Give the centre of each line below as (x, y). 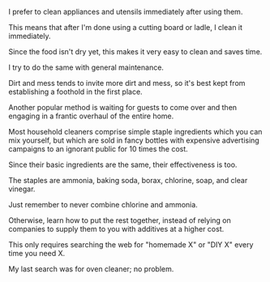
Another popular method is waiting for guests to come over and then (123, 107)
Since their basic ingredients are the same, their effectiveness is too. (123, 164)
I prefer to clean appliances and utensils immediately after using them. (126, 12)
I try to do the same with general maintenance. (86, 67)
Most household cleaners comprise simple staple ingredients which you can (135, 132)
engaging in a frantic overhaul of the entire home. (91, 116)
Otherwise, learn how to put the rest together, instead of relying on (120, 220)
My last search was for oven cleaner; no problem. (91, 269)
